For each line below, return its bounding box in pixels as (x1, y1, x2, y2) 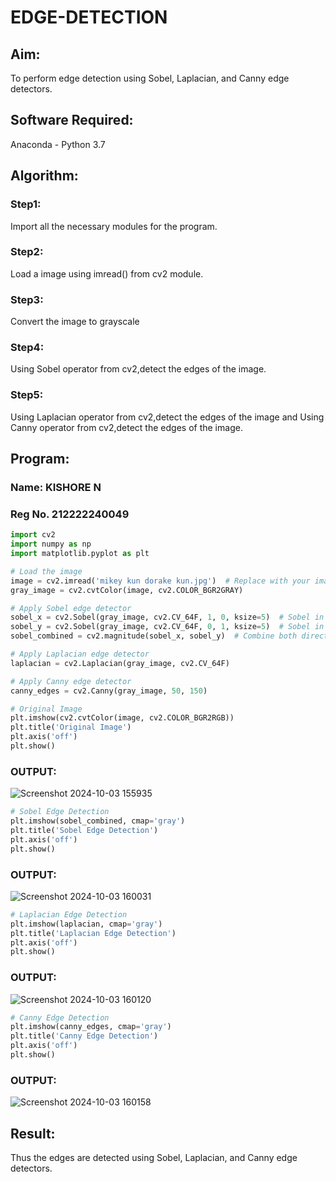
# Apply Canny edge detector (10, 676, 132, 686)
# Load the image (10, 566, 83, 576)
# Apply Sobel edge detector (10, 603, 132, 613)
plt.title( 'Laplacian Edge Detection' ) (10, 928, 177, 938)
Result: (10, 1125, 56, 1142)
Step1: (10, 197, 42, 211)
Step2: (10, 245, 44, 259)
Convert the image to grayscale (10, 316, 140, 328)
